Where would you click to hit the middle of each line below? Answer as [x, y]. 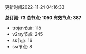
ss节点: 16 [22, 40]
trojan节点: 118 [27, 28]
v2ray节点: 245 [27, 34]
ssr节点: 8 [22, 46]
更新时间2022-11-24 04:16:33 [35, 7]
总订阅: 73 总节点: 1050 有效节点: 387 [43, 18]
